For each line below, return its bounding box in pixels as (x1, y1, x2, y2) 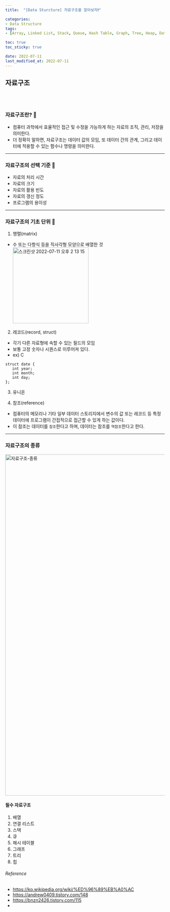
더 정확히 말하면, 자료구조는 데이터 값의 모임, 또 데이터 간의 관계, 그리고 (12, 137, 153, 143)
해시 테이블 (12, 839, 35, 845)
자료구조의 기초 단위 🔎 (5, 218, 56, 225)
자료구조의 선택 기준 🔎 (5, 161, 56, 169)
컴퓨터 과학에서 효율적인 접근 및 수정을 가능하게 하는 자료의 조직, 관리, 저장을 (12, 124, 164, 130)
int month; (12, 371, 35, 376)
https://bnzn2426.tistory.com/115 (12, 897, 82, 903)
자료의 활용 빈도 (12, 187, 44, 193)
